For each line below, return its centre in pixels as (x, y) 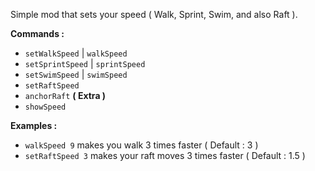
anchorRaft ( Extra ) (65, 95)
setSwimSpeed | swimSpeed (76, 74)
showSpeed (45, 107)
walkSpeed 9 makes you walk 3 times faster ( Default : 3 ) (141, 145)
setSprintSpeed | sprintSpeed (85, 63)
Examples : (34, 125)
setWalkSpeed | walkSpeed (76, 53)
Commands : (37, 33)
